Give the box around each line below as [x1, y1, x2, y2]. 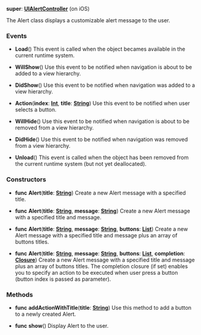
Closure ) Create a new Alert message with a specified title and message [14, 256, 195, 263]
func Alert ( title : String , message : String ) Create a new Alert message [14, 207, 191, 214]
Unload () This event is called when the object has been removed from [14, 154, 189, 161]
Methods [6, 290, 33, 299]
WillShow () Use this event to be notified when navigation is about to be [14, 63, 193, 71]
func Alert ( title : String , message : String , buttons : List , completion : [14, 249, 185, 257]
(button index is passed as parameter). [14, 275, 111, 283]
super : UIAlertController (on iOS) [6, 5, 90, 12]
